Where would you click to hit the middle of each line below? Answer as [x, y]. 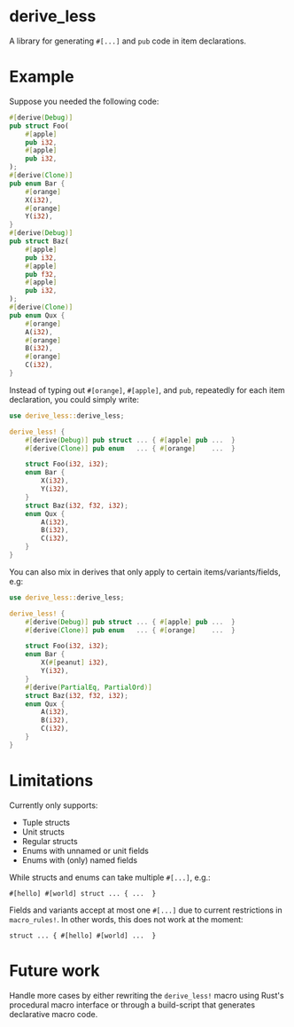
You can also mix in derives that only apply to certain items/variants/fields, [145, 572]
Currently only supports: [54, 805]
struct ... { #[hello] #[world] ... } [83, 936]
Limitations [51, 780]
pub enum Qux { [37, 315]
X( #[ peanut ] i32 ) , [75, 662]
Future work [54, 971]
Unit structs [43, 832]
